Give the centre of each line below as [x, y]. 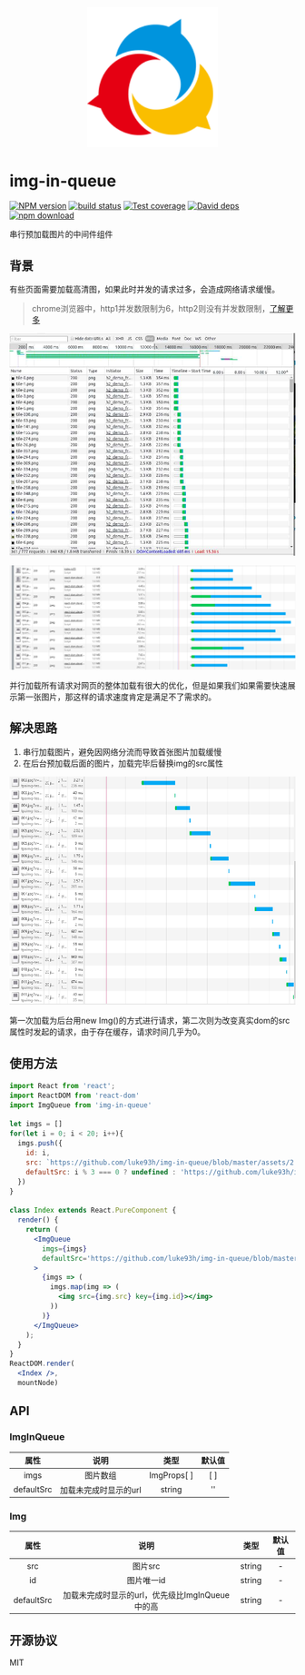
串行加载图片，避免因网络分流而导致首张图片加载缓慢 [122, 751]
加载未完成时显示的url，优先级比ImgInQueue [146, 1595]
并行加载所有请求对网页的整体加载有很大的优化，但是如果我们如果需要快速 [148, 685]
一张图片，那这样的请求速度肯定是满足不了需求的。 [120, 697]
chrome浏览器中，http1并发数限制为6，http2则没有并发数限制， [151, 309]
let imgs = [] [36, 1125]
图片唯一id [146, 1581]
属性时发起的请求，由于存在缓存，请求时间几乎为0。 [108, 1032]
